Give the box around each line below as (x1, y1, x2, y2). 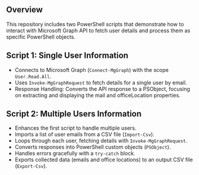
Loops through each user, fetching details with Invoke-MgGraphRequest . (14, 137, 188, 145)
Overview (6, 5, 43, 15)
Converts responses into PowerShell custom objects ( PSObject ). (14, 143, 171, 151)
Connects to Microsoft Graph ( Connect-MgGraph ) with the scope (14, 66, 169, 73)
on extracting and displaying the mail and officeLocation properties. (14, 92, 181, 99)
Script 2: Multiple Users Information (6, 109, 142, 119)
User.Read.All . (14, 73, 52, 80)
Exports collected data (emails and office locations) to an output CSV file (14, 156, 193, 163)
